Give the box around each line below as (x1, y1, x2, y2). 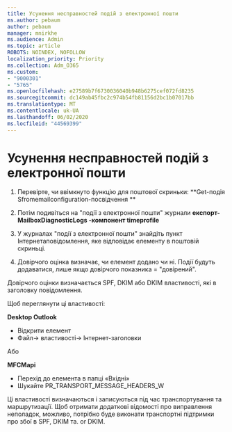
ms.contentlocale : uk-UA (7, 107, 79, 114)
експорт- (192, 209, 220, 217)
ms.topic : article (7, 42, 60, 49)
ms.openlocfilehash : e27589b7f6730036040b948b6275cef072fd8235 (7, 88, 194, 95)
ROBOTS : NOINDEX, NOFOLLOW (7, 49, 85, 56)
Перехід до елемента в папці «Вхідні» (17, 374, 130, 383)
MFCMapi (7, 361, 36, 369)
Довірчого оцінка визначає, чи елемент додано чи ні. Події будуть (17, 258, 215, 266)
